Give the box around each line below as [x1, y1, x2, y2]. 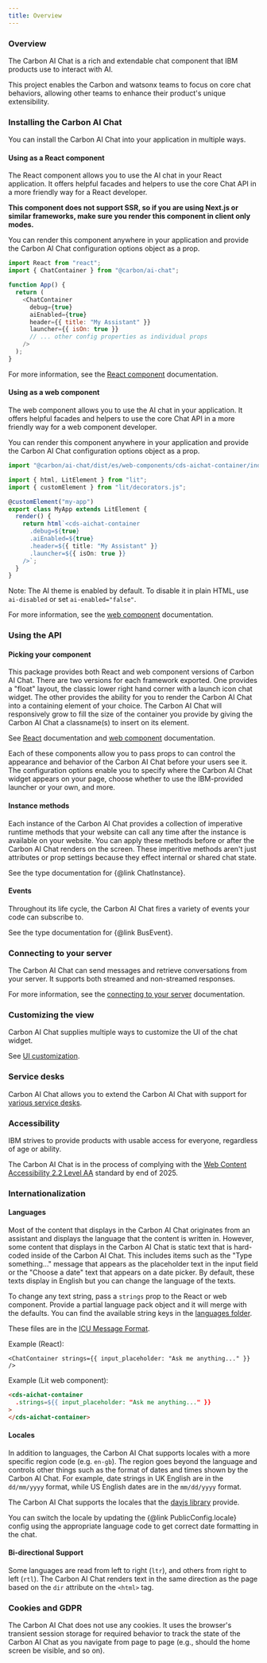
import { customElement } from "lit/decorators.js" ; [8, 483, 187, 491]
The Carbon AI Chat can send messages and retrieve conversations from [8, 966, 248, 975]
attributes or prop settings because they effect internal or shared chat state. [8, 853, 257, 862]
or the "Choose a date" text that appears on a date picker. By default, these [8, 1267, 255, 1278]
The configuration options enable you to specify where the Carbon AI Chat [8, 766, 253, 775]
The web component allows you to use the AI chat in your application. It [8, 405, 243, 415]
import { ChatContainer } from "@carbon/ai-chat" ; [8, 267, 180, 275]
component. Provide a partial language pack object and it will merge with [8, 1300, 248, 1310]
